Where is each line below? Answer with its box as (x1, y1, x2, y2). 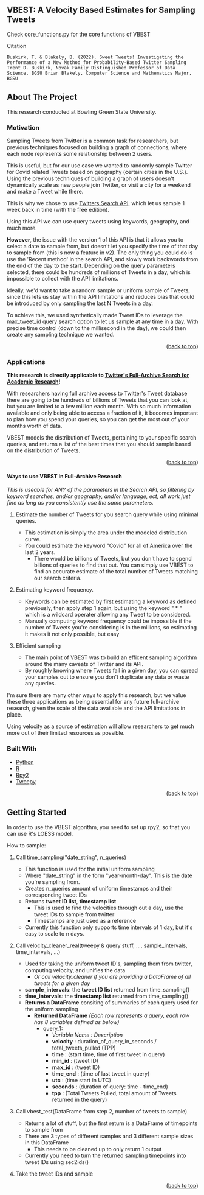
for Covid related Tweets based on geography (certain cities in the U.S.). (7, 168, 188, 175)
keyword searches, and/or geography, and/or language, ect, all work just (7, 492, 191, 500)
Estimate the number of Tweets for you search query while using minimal (15, 511, 199, 518)
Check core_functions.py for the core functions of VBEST (7, 30, 151, 38)
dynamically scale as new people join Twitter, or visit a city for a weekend (7, 181, 191, 188)
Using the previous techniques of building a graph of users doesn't (7, 175, 175, 182)
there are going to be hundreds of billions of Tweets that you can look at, (7, 396, 189, 404)
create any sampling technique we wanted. (7, 331, 115, 338)
